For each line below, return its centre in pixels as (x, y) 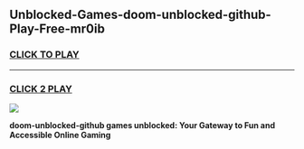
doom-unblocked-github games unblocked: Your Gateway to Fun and (142, 125)
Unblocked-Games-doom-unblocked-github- (140, 15)
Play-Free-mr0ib (57, 29)
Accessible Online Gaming (60, 135)
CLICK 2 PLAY (41, 88)
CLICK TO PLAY (44, 55)
